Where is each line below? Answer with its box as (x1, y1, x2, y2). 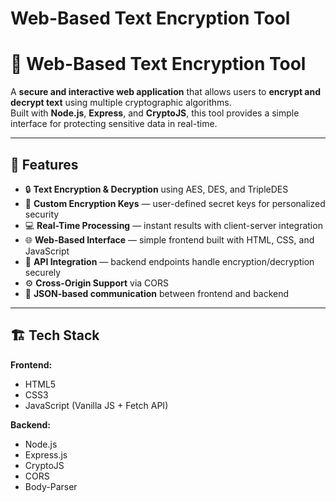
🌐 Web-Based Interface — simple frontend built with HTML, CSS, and (24, 233, 315, 246)
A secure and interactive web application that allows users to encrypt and (10, 86, 321, 98)
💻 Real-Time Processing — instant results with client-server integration (24, 219, 323, 231)
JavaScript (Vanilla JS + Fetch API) (24, 399, 169, 411)
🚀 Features (10, 156, 79, 173)
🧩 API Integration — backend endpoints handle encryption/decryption (24, 255, 315, 267)
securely (24, 266, 62, 278)
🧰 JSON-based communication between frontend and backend (24, 287, 290, 299)
